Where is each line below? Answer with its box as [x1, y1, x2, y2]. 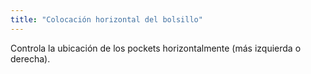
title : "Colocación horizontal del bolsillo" [10, 14, 203, 25]
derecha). [10, 52, 51, 65]
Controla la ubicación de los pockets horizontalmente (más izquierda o [10, 42, 302, 54]
